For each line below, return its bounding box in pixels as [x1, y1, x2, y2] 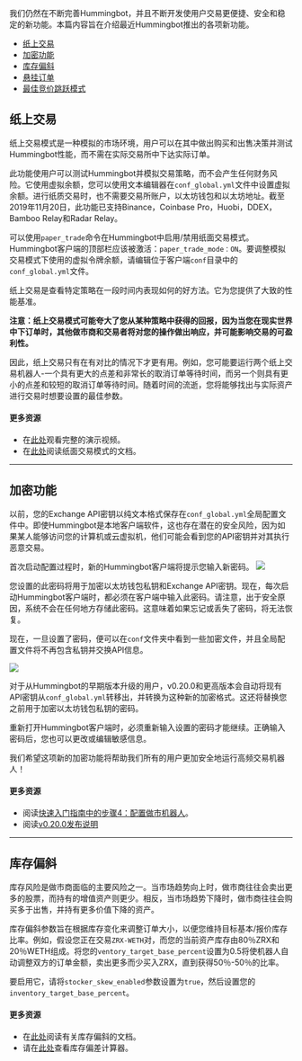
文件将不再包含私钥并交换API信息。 [16, 644, 148, 655]
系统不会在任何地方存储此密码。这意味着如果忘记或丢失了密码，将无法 [24, 602, 285, 613]
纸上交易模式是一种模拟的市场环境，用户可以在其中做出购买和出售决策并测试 [9, 138, 293, 148]
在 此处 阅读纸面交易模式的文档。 [22, 446, 141, 457]
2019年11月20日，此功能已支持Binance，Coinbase [9, 201, 196, 212]
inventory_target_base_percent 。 [9, 987, 135, 998]
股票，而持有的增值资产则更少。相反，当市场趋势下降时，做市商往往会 [24, 893, 285, 904]
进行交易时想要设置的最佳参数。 [9, 390, 128, 401]
